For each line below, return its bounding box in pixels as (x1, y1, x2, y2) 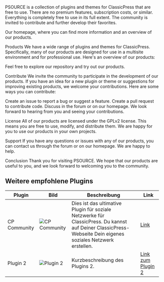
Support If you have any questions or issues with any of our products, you (5, 138, 154, 144)
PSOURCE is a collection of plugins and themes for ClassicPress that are (5, 4, 151, 10)
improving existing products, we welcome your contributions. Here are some (5, 84, 159, 89)
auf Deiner (71, 224, 96, 231)
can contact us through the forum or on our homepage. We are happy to (5, 143, 150, 149)
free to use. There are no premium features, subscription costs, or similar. (5, 9, 153, 15)
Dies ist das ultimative (71, 200, 122, 207)
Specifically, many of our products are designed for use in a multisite (5, 49, 143, 55)
